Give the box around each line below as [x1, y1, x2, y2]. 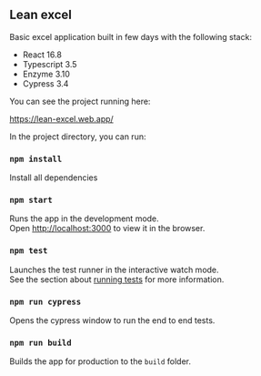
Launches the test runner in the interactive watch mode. [9, 264, 220, 275]
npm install [9, 154, 63, 164]
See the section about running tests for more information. [9, 273, 225, 285]
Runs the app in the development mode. [9, 213, 159, 224]
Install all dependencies [9, 172, 98, 183]
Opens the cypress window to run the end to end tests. [9, 315, 216, 326]
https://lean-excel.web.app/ [9, 113, 114, 124]
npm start [9, 195, 53, 206]
